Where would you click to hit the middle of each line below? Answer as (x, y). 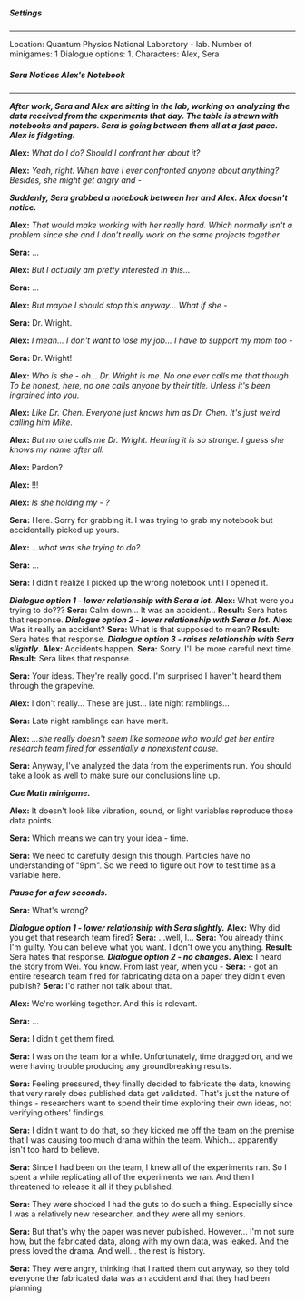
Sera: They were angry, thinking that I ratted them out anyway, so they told (149, 1268)
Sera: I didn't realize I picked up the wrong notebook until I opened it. (139, 582)
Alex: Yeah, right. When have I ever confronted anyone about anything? (144, 170)
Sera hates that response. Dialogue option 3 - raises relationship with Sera (152, 639)
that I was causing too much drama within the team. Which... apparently (144, 1140)
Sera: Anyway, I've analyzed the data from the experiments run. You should (151, 765)
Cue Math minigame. (50, 792)
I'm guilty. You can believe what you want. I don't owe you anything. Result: (151, 947)
